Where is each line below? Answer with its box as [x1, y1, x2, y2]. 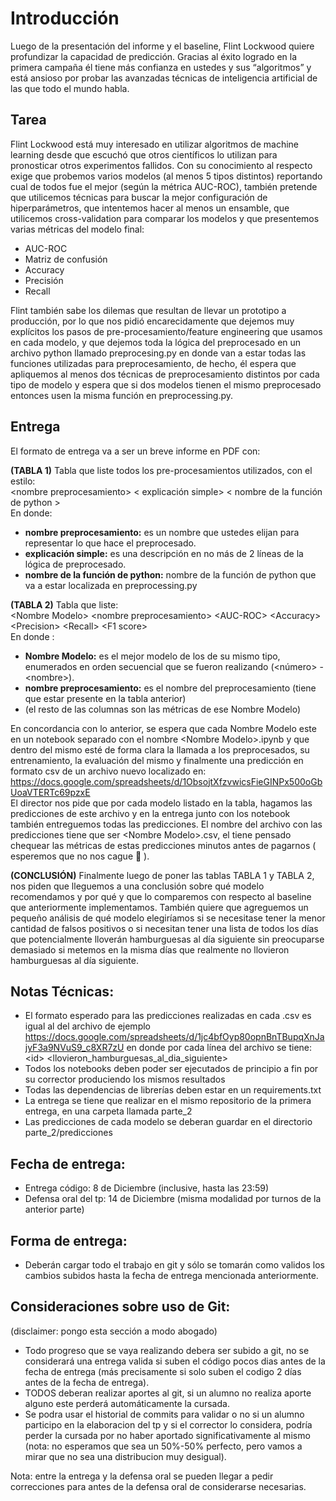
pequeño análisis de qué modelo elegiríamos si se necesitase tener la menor [10, 912, 326, 924]
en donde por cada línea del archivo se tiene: [126, 1042, 313, 1054]
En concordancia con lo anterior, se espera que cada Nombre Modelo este [10, 722, 317, 734]
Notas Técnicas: [10, 983, 115, 1000]
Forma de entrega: [10, 1232, 128, 1249]
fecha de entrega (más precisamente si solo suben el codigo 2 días [24, 1365, 302, 1377]
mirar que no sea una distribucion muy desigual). [24, 1450, 227, 1462]
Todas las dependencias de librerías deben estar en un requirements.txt [24, 1084, 322, 1096]
